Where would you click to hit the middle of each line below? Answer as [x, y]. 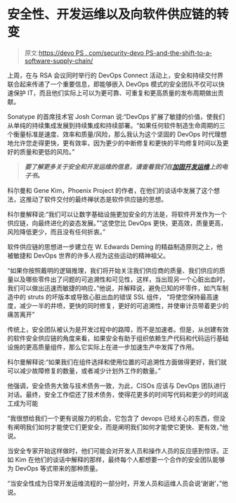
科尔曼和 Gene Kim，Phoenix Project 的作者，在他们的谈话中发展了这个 [111, 190]
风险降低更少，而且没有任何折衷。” [57, 231]
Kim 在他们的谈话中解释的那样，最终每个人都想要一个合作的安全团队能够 [120, 459]
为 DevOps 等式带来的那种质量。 [54, 468]
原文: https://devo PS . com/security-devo [84, 53]
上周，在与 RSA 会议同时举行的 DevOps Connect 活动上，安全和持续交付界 [115, 75]
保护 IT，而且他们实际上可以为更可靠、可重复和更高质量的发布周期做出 [115, 93]
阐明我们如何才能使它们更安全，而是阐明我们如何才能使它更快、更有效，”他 [121, 427]
